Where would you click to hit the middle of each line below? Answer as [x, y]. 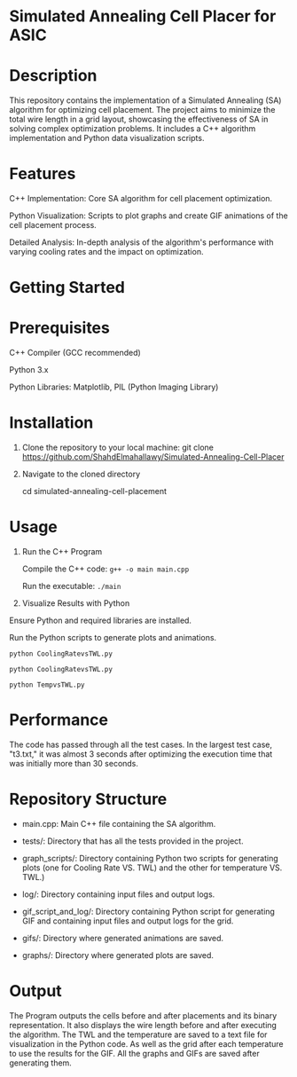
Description [53, 76]
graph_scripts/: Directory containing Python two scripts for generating [150, 858]
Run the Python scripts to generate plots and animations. [113, 638]
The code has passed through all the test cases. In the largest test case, [141, 744]
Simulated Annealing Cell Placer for [143, 16]
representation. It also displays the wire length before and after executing [143, 1025]
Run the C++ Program [62, 552]
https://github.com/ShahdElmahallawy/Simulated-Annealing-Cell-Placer [153, 457]
